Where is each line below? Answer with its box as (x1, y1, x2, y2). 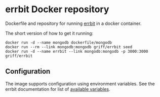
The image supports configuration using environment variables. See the (5, 80, 155, 87)
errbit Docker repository (5, 4, 109, 15)
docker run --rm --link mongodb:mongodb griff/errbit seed (5, 44, 133, 49)
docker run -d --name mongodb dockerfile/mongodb (5, 40, 112, 45)
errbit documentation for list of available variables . (5, 86, 110, 92)
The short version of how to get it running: (5, 30, 94, 36)
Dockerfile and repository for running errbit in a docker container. (5, 20, 142, 26)
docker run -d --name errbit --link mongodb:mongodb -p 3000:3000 (5, 49, 148, 54)
